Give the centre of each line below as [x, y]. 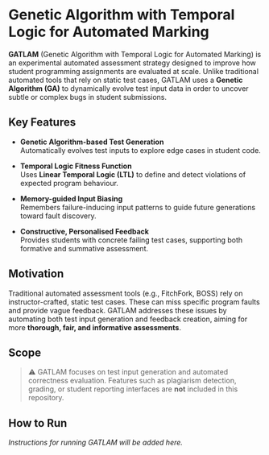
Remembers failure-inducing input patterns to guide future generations [138, 207]
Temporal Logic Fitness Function [76, 166]
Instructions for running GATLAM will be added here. [96, 443]
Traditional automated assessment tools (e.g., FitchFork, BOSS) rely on [126, 293]
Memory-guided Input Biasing [71, 198]
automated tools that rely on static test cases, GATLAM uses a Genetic [126, 80]
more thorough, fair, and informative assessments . [95, 327]
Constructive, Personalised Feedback [84, 231]
